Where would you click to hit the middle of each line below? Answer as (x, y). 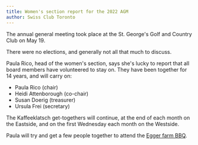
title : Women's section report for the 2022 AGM (67, 12)
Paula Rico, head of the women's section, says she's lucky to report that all (98, 63)
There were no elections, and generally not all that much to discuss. (89, 51)
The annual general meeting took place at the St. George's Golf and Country (99, 34)
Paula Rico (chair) (36, 87)
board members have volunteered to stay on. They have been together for (97, 69)
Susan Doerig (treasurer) (45, 100)
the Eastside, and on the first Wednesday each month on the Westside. (93, 124)
